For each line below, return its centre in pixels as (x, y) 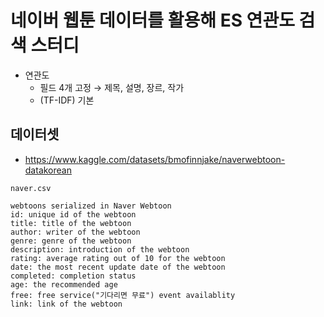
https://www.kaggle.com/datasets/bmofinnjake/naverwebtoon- (155, 159)
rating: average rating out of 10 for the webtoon (118, 258)
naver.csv (31, 188)
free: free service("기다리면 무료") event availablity (123, 295)
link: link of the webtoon (66, 304)
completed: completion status (73, 276)
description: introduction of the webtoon (100, 249)
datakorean (48, 170)
